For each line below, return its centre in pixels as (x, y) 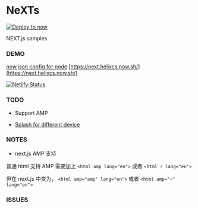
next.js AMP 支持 (35, 153)
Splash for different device (47, 124)
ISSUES (17, 200)
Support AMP (31, 113)
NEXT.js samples (27, 38)
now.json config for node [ (38, 67)
